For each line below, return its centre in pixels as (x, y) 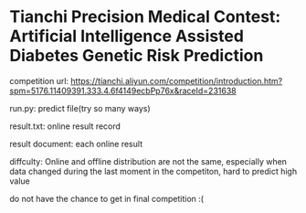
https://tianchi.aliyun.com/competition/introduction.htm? (177, 80)
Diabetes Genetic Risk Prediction (137, 56)
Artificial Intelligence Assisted (127, 36)
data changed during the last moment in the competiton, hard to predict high (153, 171)
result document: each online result (76, 144)
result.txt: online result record (65, 126)
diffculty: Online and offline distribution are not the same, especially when (148, 161)
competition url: (39, 80)
